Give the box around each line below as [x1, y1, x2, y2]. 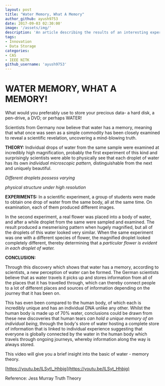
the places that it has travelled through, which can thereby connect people [5, 280, 156, 286]
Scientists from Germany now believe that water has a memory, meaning [5, 125, 152, 131]
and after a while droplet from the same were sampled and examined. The [5, 219, 155, 225]
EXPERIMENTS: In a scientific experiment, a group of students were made [5, 194, 156, 200]
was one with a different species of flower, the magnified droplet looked [5, 235, 151, 241]
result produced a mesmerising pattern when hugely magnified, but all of [5, 224, 153, 230]
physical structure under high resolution [5, 185, 86, 191]
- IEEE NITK [5, 57, 29, 62]
